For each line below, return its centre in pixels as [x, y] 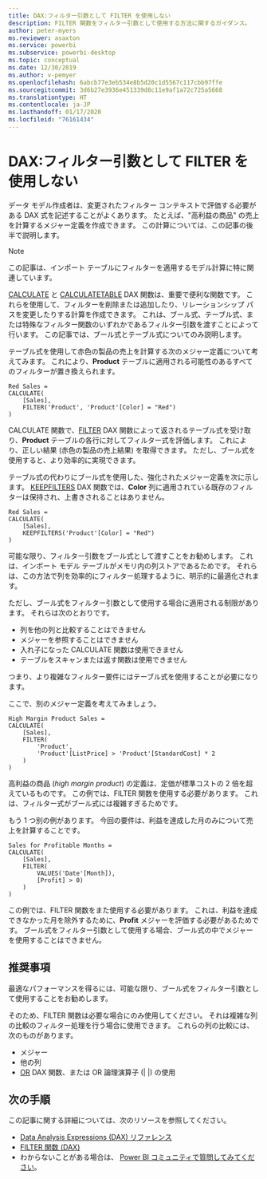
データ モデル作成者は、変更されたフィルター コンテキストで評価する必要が [132, 205]
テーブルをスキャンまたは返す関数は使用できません [103, 659]
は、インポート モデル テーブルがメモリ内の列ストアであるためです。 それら [133, 566]
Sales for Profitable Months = [60, 845]
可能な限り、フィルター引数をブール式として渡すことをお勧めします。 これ [131, 556]
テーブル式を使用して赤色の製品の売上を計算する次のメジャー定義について [130, 351]
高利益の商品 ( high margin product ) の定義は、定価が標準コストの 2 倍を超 [131, 783]
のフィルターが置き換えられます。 [64, 371]
